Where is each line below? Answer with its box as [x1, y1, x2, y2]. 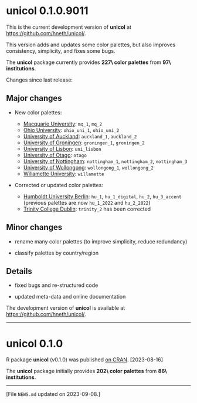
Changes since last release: [6, 76, 73, 83]
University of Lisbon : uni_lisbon [23, 145, 101, 152]
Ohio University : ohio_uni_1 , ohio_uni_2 [23, 126, 120, 133]
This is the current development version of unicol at [6, 23, 132, 31]
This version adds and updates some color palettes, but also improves [6, 41, 176, 48]
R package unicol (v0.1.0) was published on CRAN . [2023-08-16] [6, 356, 163, 363]
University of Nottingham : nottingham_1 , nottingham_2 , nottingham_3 [23, 157, 188, 165]
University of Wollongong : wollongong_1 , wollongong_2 [23, 164, 154, 171]
